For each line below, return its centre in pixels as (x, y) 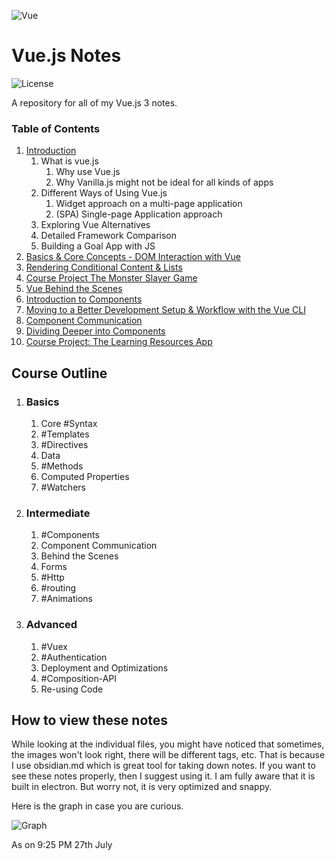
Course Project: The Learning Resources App (119, 342)
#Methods (62, 466)
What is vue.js (69, 161)
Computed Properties (85, 476)
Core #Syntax (69, 423)
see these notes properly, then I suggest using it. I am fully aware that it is (163, 776)
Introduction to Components (84, 299)
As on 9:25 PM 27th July (62, 845)
